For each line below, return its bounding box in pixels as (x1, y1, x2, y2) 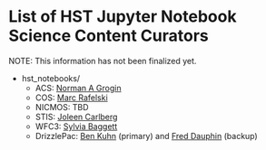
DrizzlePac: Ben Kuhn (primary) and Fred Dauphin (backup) (34, 130, 258, 141)
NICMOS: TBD (34, 101, 89, 112)
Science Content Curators (8, 25, 210, 46)
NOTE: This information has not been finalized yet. (8, 55, 197, 66)
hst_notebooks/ (21, 72, 81, 83)
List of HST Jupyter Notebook (8, 6, 237, 27)
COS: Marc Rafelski (34, 92, 108, 103)
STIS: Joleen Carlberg (34, 111, 118, 122)
